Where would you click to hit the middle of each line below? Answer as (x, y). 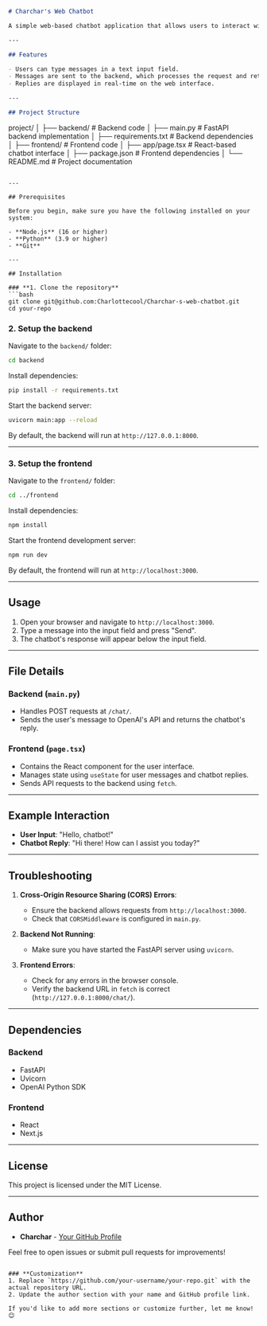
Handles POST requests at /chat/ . (76, 711)
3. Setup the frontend (50, 464)
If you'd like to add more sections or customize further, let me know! (131, 1308)
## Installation (35, 274)
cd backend (26, 361)
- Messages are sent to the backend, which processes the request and (128, 76)
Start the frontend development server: (72, 540)
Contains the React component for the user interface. (107, 766)
